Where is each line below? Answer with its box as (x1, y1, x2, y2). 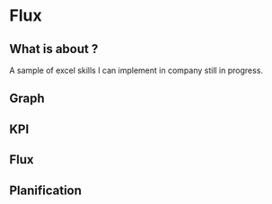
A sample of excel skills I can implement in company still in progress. (9, 65, 263, 75)
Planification (9, 182, 83, 198)
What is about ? (9, 41, 99, 57)
